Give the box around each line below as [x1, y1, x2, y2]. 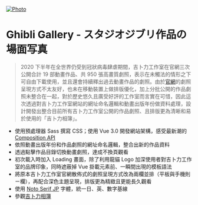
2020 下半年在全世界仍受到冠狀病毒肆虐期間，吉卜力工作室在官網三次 [20, 63, 190, 70]
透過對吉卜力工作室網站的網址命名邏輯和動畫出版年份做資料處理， [25, 100, 186, 107]
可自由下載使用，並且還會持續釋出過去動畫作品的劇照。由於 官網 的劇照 [20, 78, 192, 85]
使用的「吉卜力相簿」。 [25, 115, 81, 122]
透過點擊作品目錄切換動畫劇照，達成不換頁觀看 [14, 148, 128, 156]
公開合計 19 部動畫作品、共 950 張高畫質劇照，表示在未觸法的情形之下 [20, 71, 192, 78]
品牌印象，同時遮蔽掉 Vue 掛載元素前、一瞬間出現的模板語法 [25, 163, 172, 170]
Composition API [14, 134, 56, 141]
